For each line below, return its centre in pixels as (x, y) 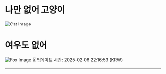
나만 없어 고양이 (35, 10)
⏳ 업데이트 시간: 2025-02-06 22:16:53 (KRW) (77, 60)
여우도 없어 (26, 45)
